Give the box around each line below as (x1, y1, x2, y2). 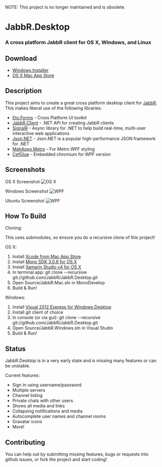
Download (5, 54, 37, 63)
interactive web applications (12, 130, 70, 136)
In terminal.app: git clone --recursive (12, 269, 87, 275)
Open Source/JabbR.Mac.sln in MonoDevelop (12, 280, 105, 286)
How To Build (5, 212, 46, 220)
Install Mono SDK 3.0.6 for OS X (12, 259, 77, 265)
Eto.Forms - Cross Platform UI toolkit (12, 114, 87, 120)
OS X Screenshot (5, 178, 40, 184)
